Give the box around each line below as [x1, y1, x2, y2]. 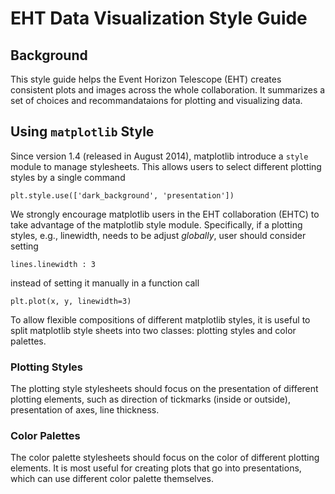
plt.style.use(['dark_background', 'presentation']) [10, 190, 235, 201]
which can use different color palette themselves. [10, 473, 214, 485]
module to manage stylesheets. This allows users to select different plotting [10, 160, 322, 172]
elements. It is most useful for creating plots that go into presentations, [10, 462, 302, 474]
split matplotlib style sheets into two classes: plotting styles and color [10, 324, 297, 336]
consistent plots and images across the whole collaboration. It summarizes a [10, 84, 326, 96]
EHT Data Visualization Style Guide [10, 7, 308, 30]
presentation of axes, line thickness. [10, 404, 160, 416]
